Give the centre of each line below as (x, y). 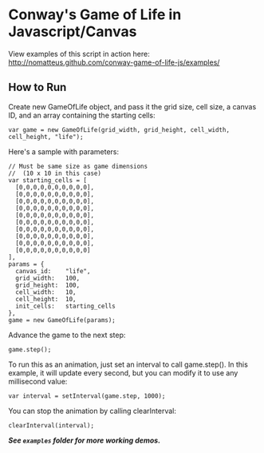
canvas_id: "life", (53, 271)
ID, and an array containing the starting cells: (82, 115)
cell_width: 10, (46, 292)
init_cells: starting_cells (65, 306)
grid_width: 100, (48, 278)
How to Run (37, 87)
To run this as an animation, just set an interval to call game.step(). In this (128, 364)
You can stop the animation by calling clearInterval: (93, 411)
